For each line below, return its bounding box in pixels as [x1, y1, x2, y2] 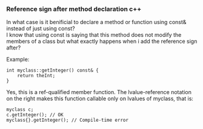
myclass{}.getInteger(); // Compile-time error [6, 117, 129, 124]
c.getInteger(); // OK [6, 112, 64, 118]
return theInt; [17, 73, 56, 79]
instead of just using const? [6, 25, 75, 32]
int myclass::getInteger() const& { [6, 68, 99, 74]
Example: [6, 56, 30, 63]
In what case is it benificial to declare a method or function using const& [6, 19, 187, 26]
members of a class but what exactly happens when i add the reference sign [6, 38, 198, 45]
